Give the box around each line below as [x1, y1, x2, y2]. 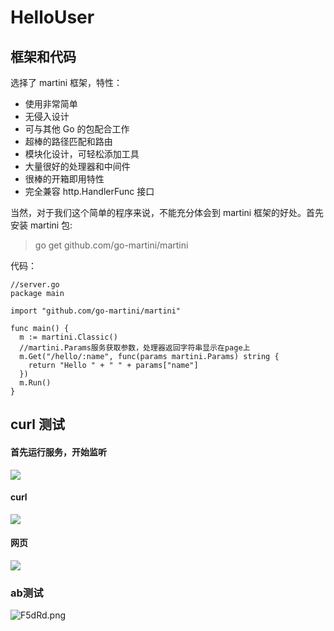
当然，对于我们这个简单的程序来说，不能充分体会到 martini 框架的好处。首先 [10, 207, 325, 218]
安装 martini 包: [10, 219, 73, 231]
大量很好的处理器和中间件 [24, 161, 131, 172]
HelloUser [10, 6, 95, 29]
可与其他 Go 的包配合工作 [24, 123, 130, 135]
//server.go [10, 280, 60, 290]
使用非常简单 [24, 98, 78, 110]
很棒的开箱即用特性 [24, 173, 105, 185]
